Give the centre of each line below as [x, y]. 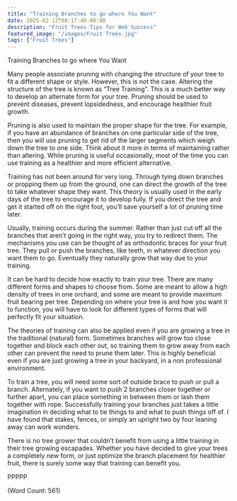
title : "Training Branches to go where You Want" [82, 14]
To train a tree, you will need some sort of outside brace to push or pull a [113, 382]
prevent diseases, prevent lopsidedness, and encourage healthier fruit [110, 104]
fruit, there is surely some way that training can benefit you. [94, 463]
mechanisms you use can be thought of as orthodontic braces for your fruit [117, 243]
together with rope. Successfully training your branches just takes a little [113, 405]
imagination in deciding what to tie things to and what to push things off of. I [118, 412]
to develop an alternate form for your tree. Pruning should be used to [108, 97]
